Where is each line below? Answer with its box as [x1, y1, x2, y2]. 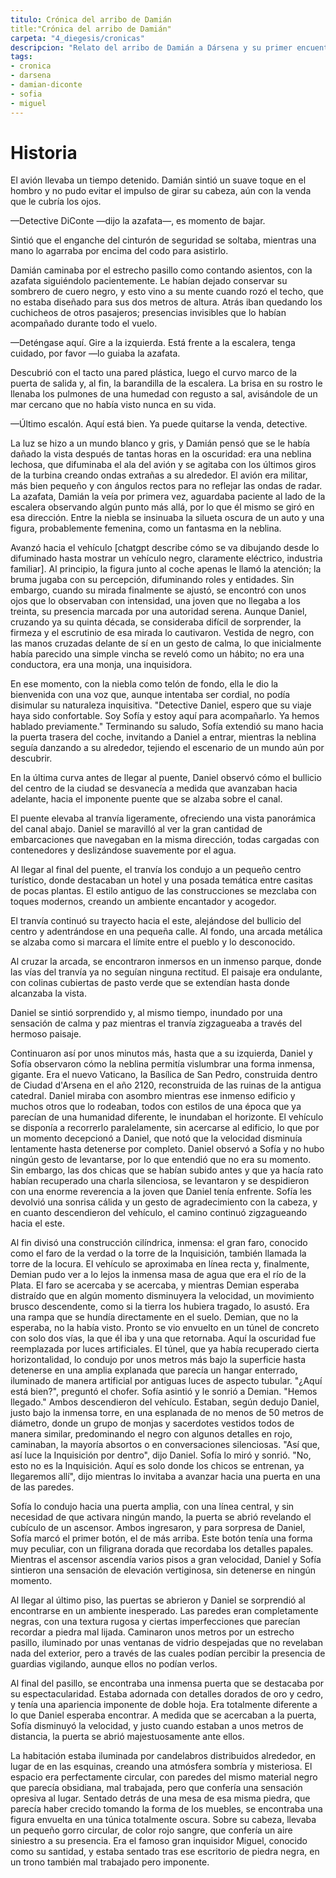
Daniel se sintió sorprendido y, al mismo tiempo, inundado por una [10, 1007, 283, 1019]
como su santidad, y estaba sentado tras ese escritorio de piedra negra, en [10, 1846, 320, 1858]
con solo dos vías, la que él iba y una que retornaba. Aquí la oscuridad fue [10, 1332, 317, 1345]
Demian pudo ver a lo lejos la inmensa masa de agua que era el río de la [10, 1269, 307, 1281]
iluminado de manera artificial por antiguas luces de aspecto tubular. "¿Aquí [10, 1375, 323, 1387]
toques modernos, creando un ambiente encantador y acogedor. [10, 896, 277, 908]
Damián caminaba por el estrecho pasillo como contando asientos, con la [10, 264, 313, 276]
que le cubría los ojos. [10, 196, 102, 208]
